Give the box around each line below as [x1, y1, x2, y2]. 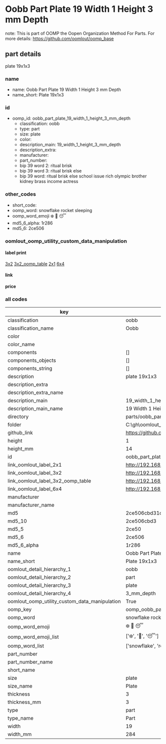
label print [5, 250, 27, 256]
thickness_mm [7, 699, 41, 705]
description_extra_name [7, 389, 63, 396]
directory [7, 413, 29, 420]
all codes [5, 296, 28, 303]
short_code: [12, 202, 37, 208]
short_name [7, 666, 36, 673]
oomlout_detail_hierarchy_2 [7, 574, 71, 581]
